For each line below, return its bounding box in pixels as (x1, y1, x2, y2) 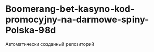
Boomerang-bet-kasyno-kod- (5, 3, 135, 15)
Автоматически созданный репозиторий (5, 41, 95, 47)
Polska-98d (5, 25, 56, 36)
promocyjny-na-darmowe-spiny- (5, 14, 149, 25)
